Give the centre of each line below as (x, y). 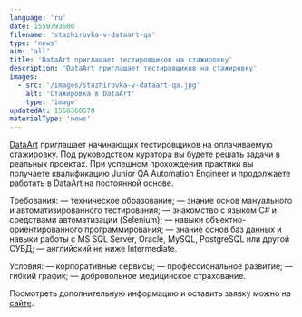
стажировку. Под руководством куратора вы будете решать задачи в (145, 154)
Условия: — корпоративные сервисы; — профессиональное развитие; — (151, 266)
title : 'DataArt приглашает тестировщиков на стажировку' (121, 60)
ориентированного (46, 230)
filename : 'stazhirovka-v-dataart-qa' (83, 34)
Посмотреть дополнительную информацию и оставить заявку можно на (151, 293)
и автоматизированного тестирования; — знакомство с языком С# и (143, 210)
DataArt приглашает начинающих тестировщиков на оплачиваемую (141, 145)
